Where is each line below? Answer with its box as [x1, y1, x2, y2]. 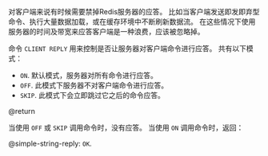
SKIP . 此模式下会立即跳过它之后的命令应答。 [19, 91, 166, 99]
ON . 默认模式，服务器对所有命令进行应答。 [19, 71, 158, 80]
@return [8, 107, 36, 115]
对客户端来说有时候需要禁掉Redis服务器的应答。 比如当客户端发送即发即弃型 [8, 7, 260, 16]
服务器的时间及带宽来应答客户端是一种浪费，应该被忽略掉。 [8, 27, 205, 36]
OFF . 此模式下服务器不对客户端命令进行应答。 [19, 80, 169, 90]
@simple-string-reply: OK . [8, 138, 92, 148]
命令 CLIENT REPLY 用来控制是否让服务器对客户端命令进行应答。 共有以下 [8, 44, 246, 53]
